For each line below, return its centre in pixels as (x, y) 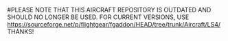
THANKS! (21, 31)
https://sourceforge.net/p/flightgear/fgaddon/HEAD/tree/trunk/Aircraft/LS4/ (114, 24)
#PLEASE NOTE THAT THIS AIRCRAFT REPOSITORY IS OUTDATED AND (109, 10)
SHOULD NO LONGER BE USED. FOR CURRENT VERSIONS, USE (98, 17)
